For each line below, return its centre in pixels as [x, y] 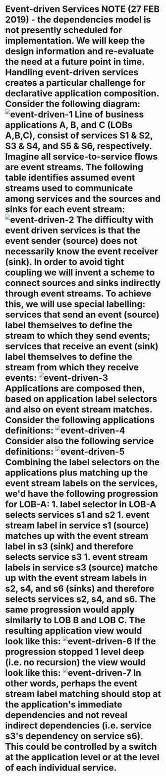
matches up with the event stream [77, 536]
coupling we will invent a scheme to [80, 272]
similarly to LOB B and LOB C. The [75, 620]
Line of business [109, 115]
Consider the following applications [80, 420]
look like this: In [73, 673]
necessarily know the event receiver [82, 252]
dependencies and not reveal [66, 715]
